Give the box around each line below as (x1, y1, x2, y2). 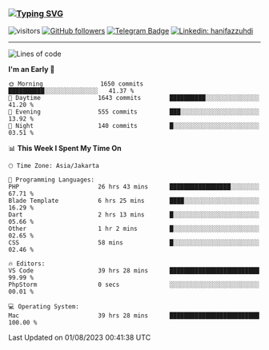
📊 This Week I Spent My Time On (8, 144, 122, 153)
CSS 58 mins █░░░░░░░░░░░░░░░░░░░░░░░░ (8, 239, 260, 247)
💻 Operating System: (8, 303, 80, 311)
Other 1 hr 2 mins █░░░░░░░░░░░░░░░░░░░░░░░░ (8, 225, 260, 233)
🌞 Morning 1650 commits (8, 80, 144, 88)
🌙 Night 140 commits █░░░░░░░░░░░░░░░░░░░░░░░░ (8, 122, 260, 130)
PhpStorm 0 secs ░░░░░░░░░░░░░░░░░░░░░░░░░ (8, 280, 260, 289)
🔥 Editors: (8, 260, 46, 268)
